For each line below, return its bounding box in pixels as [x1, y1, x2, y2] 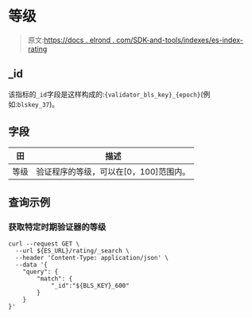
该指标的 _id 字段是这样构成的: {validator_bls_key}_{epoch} [8, 89, 201, 99]
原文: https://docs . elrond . [27, 35, 115, 45]
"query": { [22, 268, 59, 276]
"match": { [37, 275, 73, 283]
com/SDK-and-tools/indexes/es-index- [116, 35, 244, 45]
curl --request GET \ [8, 240, 80, 248]
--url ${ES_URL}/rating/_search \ [15, 247, 130, 255]
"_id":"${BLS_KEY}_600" [50, 282, 130, 290]
